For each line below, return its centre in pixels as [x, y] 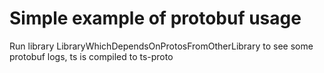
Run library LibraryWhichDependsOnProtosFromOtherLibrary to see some [161, 46]
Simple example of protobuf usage [155, 18]
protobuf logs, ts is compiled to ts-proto [91, 56]
